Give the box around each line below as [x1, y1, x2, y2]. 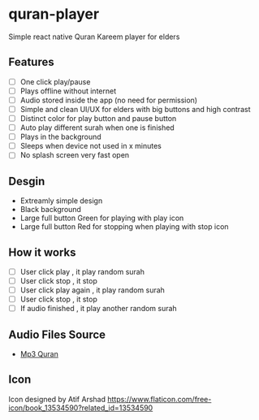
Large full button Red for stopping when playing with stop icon [19, 222, 229, 232]
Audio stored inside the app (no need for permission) [19, 95, 197, 105]
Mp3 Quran [19, 349, 58, 359]
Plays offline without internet [19, 86, 116, 96]
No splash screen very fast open [19, 150, 130, 160]
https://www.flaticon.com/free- [106, 394, 212, 404]
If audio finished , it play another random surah [19, 304, 177, 314]
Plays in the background [19, 132, 101, 142]
